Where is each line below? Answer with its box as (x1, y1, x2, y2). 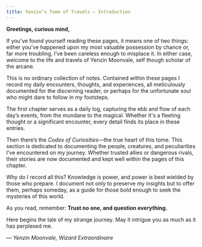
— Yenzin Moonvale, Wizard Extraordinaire (6, 234, 113, 241)
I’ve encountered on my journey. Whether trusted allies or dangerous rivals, (6, 149, 194, 156)
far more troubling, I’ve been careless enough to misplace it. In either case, (6, 49, 193, 57)
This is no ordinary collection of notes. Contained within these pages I (6, 74, 180, 81)
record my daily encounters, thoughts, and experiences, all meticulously (6, 81, 186, 88)
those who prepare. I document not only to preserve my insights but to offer (6, 180, 195, 187)
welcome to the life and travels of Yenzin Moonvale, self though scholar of (6, 56, 191, 63)
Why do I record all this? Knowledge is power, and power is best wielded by (6, 173, 194, 181)
